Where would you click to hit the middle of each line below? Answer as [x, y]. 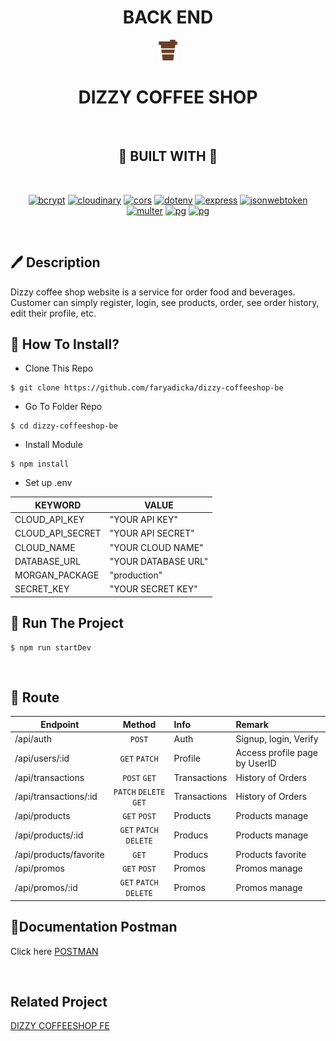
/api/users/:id [42, 758]
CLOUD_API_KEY [49, 520]
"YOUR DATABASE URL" [159, 561]
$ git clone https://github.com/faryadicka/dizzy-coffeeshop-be [147, 388]
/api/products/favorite [59, 854]
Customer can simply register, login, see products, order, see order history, [165, 302]
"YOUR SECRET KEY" [153, 589]
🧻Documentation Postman [94, 927]
